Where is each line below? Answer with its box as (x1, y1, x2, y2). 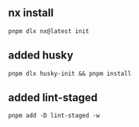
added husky (8, 49, 74, 62)
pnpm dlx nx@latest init (8, 27, 90, 35)
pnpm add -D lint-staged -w (8, 112, 101, 120)
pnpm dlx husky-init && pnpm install (8, 69, 132, 77)
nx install (8, 6, 54, 20)
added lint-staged (8, 91, 98, 105)
